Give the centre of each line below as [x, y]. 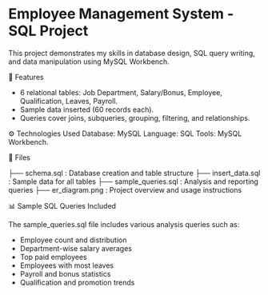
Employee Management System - [121, 14]
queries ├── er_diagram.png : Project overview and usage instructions [125, 189]
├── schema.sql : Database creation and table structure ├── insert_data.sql [134, 173]
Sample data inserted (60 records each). [87, 110]
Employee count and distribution [73, 240]
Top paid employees [53, 257]
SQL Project [48, 31]
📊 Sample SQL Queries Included [62, 205]
